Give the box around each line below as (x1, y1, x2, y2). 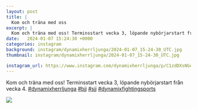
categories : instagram (6, 42, 62, 47)
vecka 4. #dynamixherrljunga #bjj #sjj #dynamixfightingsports (6, 85, 156, 92)
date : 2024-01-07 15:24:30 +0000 (6, 36, 93, 42)
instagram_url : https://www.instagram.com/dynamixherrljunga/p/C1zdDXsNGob (6, 63, 195, 69)
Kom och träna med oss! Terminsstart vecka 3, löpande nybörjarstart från (6, 79, 184, 86)
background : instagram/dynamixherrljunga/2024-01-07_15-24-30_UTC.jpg (6, 47, 182, 53)
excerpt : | (6, 25, 33, 31)
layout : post (6, 8, 38, 15)
